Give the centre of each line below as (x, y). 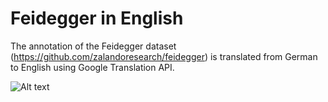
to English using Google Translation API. (92, 67)
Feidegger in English (97, 18)
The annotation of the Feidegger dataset (93, 46)
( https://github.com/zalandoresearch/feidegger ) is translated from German (164, 56)
